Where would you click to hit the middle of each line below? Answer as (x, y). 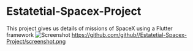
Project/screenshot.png (36, 41)
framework (20, 34)
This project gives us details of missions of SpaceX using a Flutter (89, 28)
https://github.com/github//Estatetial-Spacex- (129, 34)
